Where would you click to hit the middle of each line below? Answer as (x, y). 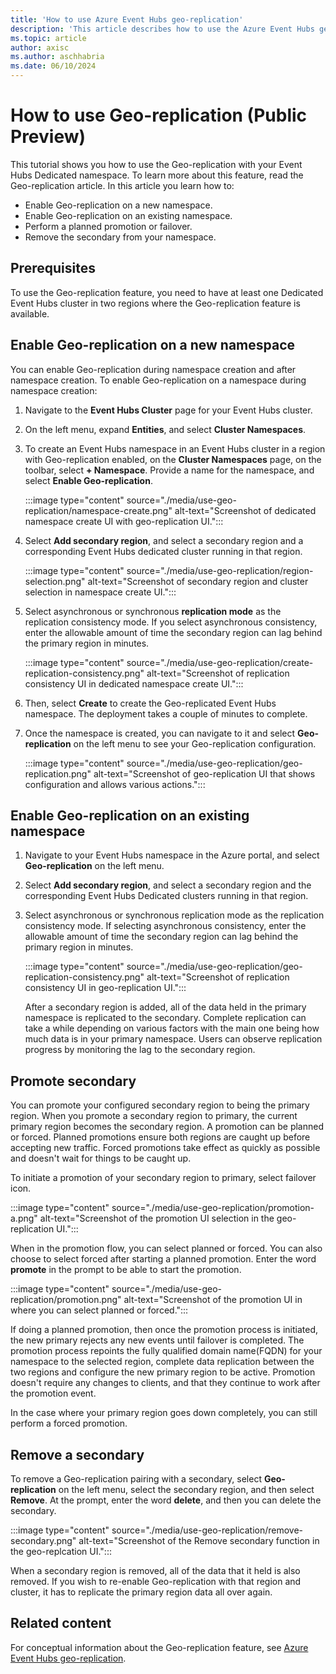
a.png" (24, 1218)
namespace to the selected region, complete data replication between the (162, 1362)
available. (30, 313)
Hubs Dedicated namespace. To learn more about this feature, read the (157, 175)
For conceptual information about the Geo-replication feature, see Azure (159, 1647)
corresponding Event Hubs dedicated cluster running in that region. (163, 551)
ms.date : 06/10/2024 (53, 66)
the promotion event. (53, 1393)
